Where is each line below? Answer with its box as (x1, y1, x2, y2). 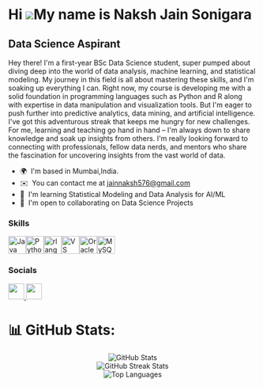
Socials (8, 265, 37, 276)
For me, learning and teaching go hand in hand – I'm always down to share (8, 125, 250, 135)
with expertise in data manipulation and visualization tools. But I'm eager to (8, 101, 253, 109)
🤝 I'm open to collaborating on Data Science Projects (19, 198, 193, 207)
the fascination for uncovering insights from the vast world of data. (8, 150, 226, 160)
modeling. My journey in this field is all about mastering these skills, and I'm (8, 75, 254, 84)
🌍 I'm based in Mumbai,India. (19, 166, 119, 176)
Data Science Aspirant (8, 37, 121, 51)
